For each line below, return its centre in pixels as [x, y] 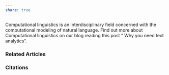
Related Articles [25, 54]
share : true [18, 10]
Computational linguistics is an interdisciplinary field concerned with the [81, 24]
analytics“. [16, 41]
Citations [17, 68]
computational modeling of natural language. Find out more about [74, 30]
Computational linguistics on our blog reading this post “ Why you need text [84, 35]
